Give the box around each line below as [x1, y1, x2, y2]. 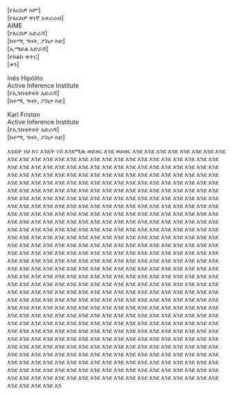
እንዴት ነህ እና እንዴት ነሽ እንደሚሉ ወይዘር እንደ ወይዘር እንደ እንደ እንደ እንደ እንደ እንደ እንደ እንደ [7, 147, 226, 155]
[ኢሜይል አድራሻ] [7, 44, 49, 53]
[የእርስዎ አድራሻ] [7, 29, 47, 37]
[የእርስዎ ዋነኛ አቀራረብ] [7, 14, 64, 22]
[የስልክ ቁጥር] [7, 52, 40, 60]
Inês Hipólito [7, 74, 43, 82]
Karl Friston [7, 110, 40, 119]
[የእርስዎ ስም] [7, 6, 41, 14]
